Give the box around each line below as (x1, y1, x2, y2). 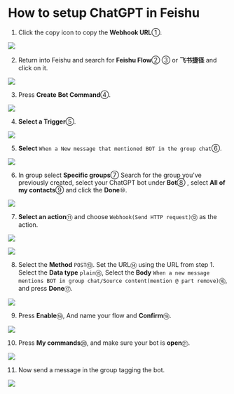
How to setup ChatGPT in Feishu (8, 5, 200, 21)
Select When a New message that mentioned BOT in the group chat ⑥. (18, 144, 222, 152)
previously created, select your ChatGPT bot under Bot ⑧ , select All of (18, 178, 226, 187)
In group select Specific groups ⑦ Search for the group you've (18, 171, 202, 179)
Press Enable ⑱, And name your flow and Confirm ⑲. (18, 311, 172, 320)
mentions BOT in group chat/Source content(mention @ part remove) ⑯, (18, 276, 228, 284)
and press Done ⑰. (18, 284, 73, 292)
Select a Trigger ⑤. (18, 117, 76, 126)
